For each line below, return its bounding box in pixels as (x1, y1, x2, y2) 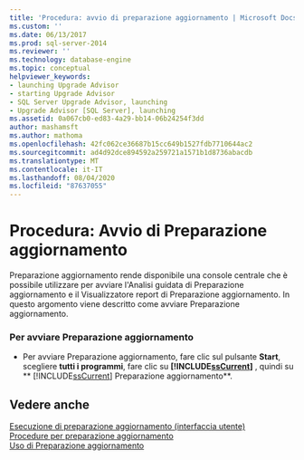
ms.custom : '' (9, 22, 63, 31)
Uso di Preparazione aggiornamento (9, 440, 145, 451)
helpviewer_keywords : (9, 72, 91, 81)
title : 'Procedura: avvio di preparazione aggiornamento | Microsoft (9, 13, 278, 23)
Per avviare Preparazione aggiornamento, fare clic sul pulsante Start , (22, 351, 281, 362)
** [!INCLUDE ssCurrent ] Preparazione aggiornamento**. (22, 370, 233, 381)
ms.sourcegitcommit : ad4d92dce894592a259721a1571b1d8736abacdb (9, 148, 253, 157)
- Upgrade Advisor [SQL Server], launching (9, 106, 176, 115)
